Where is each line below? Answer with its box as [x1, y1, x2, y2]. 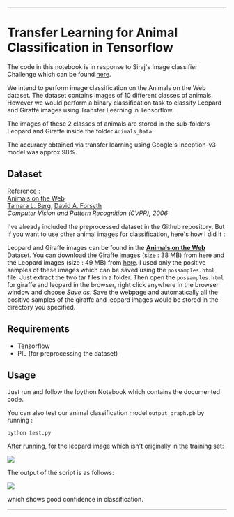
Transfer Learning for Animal [7, 25, 178, 41]
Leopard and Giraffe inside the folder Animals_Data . [7, 126, 155, 135]
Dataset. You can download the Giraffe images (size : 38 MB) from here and [7, 251, 225, 259]
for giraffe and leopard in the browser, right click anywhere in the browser [7, 280, 219, 289]
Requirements [7, 323, 70, 335]
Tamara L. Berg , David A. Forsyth [7, 201, 102, 210]
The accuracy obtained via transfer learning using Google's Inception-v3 [7, 140, 216, 149]
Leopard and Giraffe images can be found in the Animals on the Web [7, 243, 205, 252]
